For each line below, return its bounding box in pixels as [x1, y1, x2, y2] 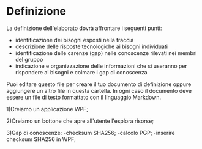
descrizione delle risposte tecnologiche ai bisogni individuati [15, 43, 168, 50]
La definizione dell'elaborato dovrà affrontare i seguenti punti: [6, 24, 162, 32]
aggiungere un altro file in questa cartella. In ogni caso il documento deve [6, 87, 192, 94]
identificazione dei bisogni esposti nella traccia [15, 36, 134, 43]
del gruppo [15, 56, 43, 63]
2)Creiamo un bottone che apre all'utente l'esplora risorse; [6, 117, 154, 125]
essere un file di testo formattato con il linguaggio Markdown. [6, 93, 161, 101]
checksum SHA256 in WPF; [6, 136, 77, 143]
